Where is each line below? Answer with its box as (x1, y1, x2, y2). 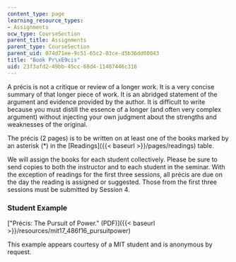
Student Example (7, 203, 68, 212)
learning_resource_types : (7, 17, 83, 24)
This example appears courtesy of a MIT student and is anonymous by (7, 240, 213, 249)
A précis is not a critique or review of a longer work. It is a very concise (7, 82, 215, 91)
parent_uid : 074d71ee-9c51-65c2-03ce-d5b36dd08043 (7, 50, 160, 57)
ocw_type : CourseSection (7, 30, 81, 38)
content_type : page (7, 10, 65, 18)
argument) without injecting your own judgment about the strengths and (7, 113, 217, 121)
